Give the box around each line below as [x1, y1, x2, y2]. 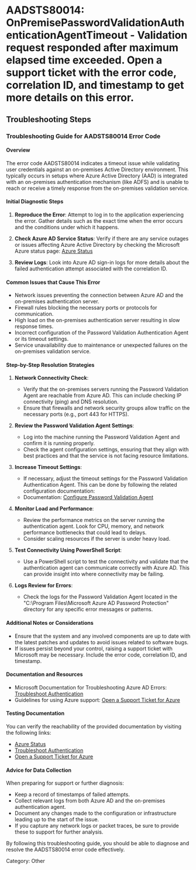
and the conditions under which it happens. [14, 223, 119, 230]
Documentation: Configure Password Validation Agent [23, 494, 154, 501]
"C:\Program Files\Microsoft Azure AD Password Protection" [23, 600, 169, 607]
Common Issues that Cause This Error [6, 279, 101, 286]
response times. [14, 323, 54, 330]
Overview [6, 146, 30, 153]
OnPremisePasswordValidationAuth [6, 16, 185, 29]
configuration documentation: [23, 487, 95, 494]
